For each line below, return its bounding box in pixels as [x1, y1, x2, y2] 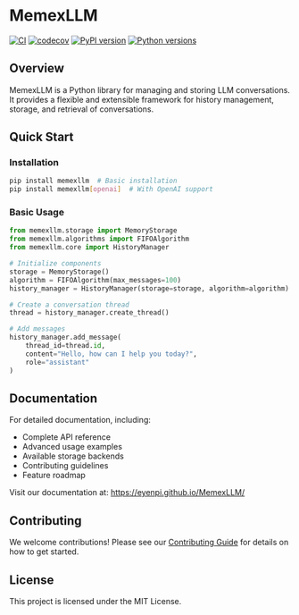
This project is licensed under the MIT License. [9, 596, 182, 607]
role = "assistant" [25, 358, 90, 366]
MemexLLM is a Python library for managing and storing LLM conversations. [9, 84, 290, 95]
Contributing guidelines [21, 460, 109, 471]
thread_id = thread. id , [25, 341, 105, 350]
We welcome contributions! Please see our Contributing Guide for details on [9, 537, 289, 548]
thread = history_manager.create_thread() [9, 308, 170, 317]
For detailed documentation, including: [9, 415, 152, 425]
